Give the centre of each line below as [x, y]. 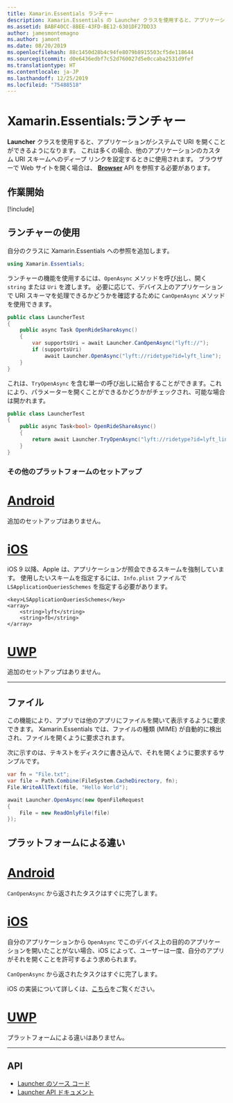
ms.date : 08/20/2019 [37, 46]
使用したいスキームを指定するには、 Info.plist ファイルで [104, 578]
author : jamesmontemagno [43, 33]
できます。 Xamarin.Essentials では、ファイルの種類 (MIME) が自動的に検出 [114, 729]
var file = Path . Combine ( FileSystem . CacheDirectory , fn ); [93, 781]
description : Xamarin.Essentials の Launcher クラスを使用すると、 [101, 20]
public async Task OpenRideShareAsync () [79, 330]
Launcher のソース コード [54, 1084]
